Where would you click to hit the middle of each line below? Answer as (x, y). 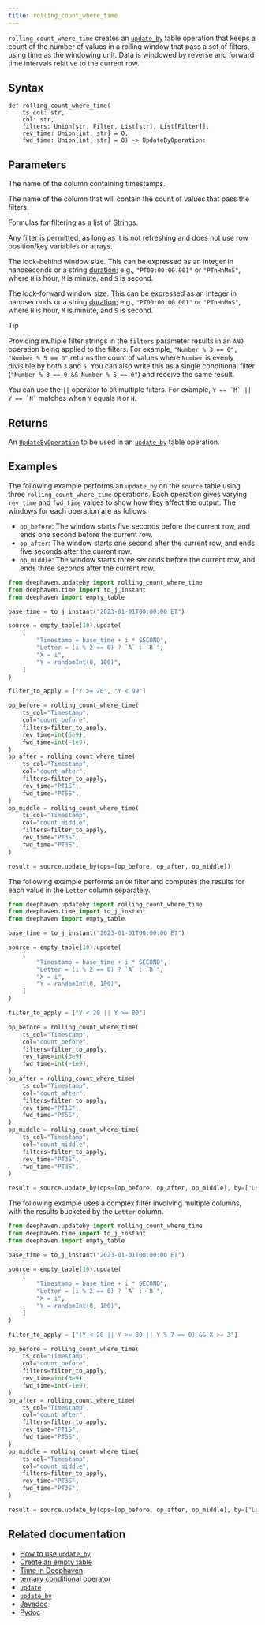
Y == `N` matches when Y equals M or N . (73, 398)
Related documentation (67, 1535)
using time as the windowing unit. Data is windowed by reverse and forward (131, 54)
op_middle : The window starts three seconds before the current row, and (137, 559)
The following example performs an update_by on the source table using (124, 485)
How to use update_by (55, 1553)
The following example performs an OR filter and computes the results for (127, 881)
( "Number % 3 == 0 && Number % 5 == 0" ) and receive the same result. (121, 375)
